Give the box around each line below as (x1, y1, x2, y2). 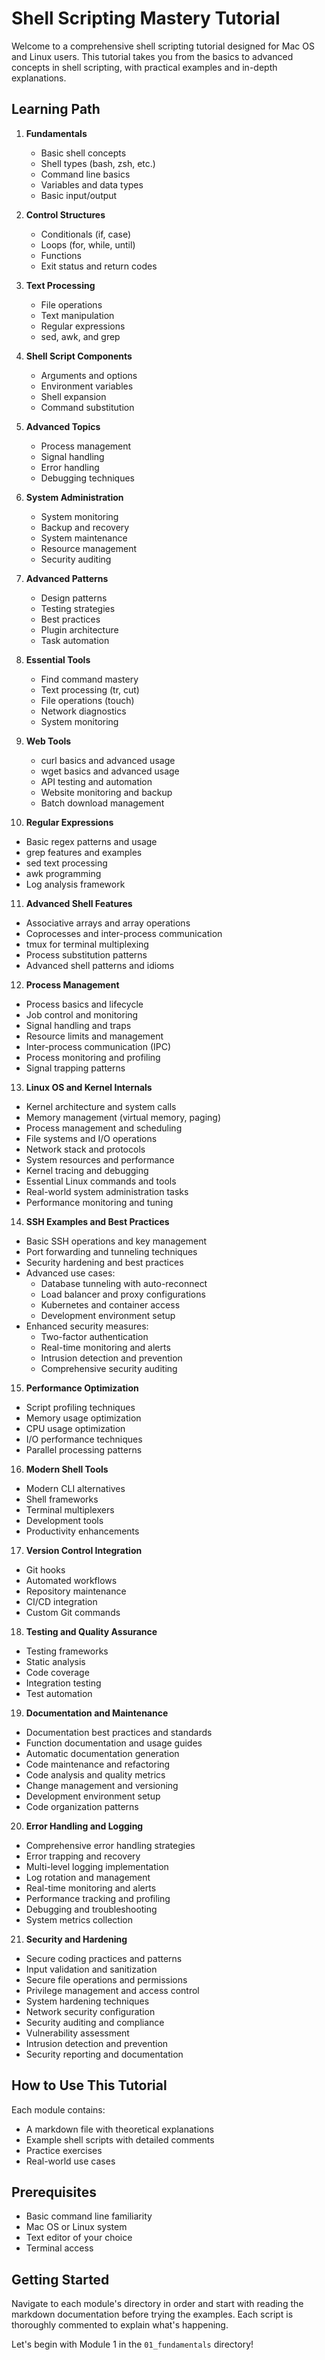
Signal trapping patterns (25, 1062, 126, 1074)
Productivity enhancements (25, 1525, 140, 1537)
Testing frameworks (25, 1645, 109, 1657)
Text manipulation (40, 309, 115, 321)
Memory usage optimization (25, 1412, 142, 1424)
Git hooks (25, 1563, 66, 1576)
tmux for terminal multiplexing (25, 938, 149, 950)
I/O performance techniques (25, 1433, 143, 1445)
